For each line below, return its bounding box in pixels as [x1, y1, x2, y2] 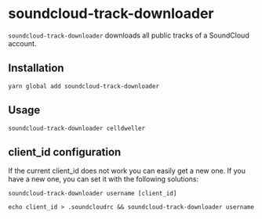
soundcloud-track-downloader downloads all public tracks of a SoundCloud [8, 31, 249, 40]
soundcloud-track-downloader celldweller [8, 124, 146, 132]
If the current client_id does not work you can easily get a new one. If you [8, 166, 246, 176]
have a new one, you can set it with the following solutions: [8, 174, 199, 184]
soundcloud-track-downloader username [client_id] [8, 189, 177, 198]
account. [8, 38, 37, 48]
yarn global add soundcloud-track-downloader [8, 82, 159, 90]
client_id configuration [8, 145, 122, 159]
